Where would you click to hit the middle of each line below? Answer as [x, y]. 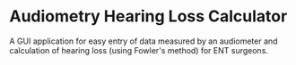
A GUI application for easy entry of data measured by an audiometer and [144, 41]
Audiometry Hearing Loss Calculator [148, 16]
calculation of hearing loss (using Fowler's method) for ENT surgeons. [139, 50]
